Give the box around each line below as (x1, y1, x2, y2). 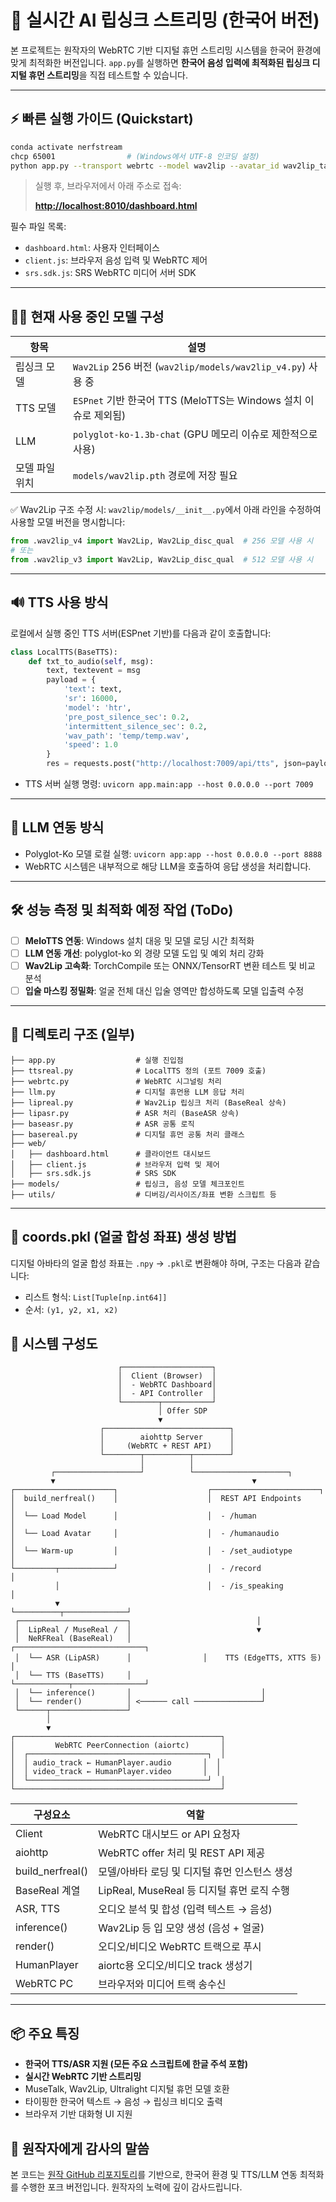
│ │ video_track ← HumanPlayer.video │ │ (10, 1767, 222, 1777)
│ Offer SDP (158, 1406, 208, 1416)
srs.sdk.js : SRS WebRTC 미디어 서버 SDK (24, 267, 197, 279)
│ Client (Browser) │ (117, 1371, 217, 1381)
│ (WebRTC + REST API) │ (99, 1441, 235, 1451)
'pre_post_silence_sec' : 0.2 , (63, 712, 190, 722)
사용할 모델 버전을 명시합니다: (10, 516, 126, 528)
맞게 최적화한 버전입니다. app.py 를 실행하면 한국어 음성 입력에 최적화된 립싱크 (10, 56, 311, 68)
